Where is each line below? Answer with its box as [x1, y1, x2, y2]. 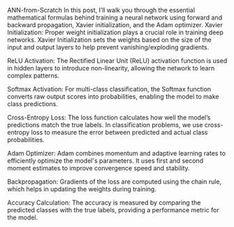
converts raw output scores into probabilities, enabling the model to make [7, 92, 219, 101]
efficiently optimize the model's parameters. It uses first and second [7, 156, 204, 165]
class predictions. [7, 100, 58, 108]
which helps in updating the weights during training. [7, 185, 157, 193]
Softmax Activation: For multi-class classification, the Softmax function [7, 85, 212, 93]
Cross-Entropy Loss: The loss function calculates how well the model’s [7, 113, 211, 122]
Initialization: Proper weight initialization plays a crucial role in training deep [7, 28, 224, 36]
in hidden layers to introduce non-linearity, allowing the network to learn [7, 64, 215, 72]
